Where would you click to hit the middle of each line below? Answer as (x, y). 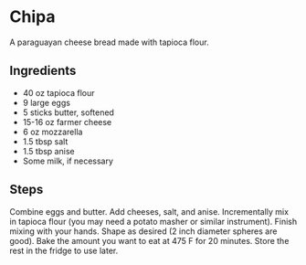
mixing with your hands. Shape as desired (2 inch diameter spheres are (143, 231)
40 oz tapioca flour (58, 92)
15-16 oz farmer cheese (67, 122)
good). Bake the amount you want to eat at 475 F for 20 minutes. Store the (149, 240)
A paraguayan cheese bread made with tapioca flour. (109, 42)
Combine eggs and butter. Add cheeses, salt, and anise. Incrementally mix (149, 211)
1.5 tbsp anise (48, 151)
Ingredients (43, 71)
